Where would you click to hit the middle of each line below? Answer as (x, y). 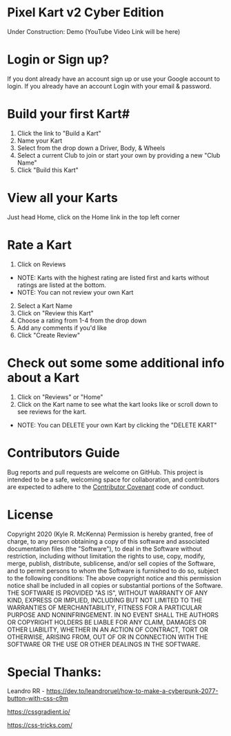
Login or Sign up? (58, 60)
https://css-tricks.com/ (40, 725)
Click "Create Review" (49, 335)
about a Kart (43, 377)
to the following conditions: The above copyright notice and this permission (114, 578)
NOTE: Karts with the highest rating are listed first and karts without (113, 277)
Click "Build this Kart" (48, 169)
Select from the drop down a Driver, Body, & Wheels (91, 148)
